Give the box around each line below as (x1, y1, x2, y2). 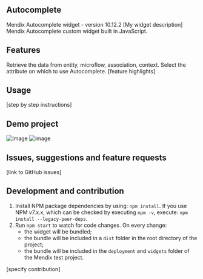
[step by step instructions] (6, 101, 72, 109)
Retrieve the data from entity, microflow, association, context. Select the (6, 61, 186, 69)
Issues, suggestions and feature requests (6, 152, 167, 163)
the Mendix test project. (24, 254, 84, 261)
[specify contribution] (6, 265, 61, 272)
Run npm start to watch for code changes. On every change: (15, 221, 167, 229)
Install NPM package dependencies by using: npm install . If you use (15, 202, 187, 209)
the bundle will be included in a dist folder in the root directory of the (24, 234, 198, 241)
